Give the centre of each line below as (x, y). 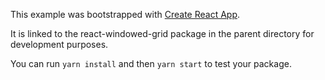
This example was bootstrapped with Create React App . (125, 14)
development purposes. (59, 44)
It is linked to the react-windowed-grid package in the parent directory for (162, 33)
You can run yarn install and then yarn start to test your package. (151, 63)
